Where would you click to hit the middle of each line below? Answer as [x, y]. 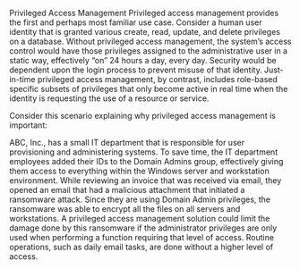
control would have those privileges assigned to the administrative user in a [149, 51]
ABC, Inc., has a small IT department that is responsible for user [127, 143]
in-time [22, 79]
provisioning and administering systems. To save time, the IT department [144, 152]
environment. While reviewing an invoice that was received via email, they [146, 181]
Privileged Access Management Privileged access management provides [144, 13]
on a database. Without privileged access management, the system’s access [151, 41]
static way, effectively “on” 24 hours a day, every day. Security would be [143, 60]
